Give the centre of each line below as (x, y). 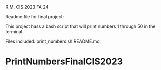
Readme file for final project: (35, 17)
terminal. (14, 32)
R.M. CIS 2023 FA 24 (27, 7)
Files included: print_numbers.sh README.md (53, 41)
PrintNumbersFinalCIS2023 (64, 62)
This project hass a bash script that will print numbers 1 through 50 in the (81, 26)
